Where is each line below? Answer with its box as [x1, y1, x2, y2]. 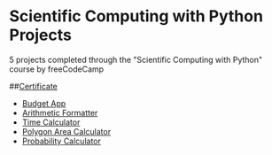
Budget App [21, 97, 66, 108]
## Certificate [9, 81, 58, 91]
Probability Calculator [21, 136, 102, 146]
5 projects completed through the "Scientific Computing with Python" [9, 54, 263, 65]
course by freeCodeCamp [9, 64, 105, 74]
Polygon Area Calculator [21, 126, 112, 136]
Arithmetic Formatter [21, 107, 98, 118]
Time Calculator [21, 117, 81, 128]
